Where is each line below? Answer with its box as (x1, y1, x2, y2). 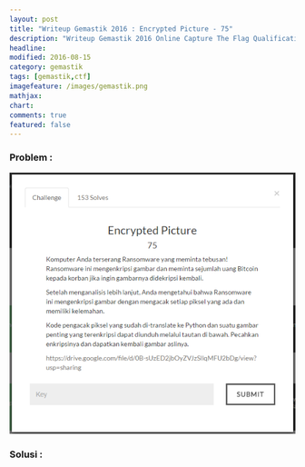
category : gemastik (9, 63, 84, 72)
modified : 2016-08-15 (9, 53, 92, 63)
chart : (9, 101, 34, 110)
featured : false (9, 120, 71, 129)
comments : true (9, 110, 67, 120)
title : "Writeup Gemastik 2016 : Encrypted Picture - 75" (9, 24, 233, 34)
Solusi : (9, 448, 44, 461)
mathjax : (9, 91, 43, 100)
